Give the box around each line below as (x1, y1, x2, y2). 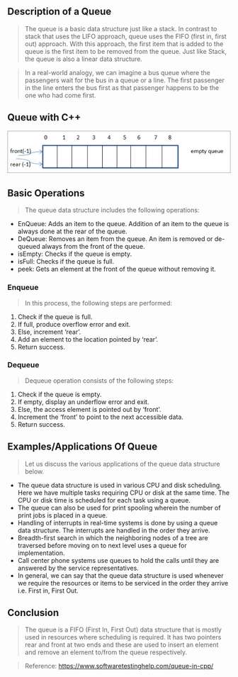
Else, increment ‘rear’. (17, 328, 81, 336)
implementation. (17, 549, 65, 557)
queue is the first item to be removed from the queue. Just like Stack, (24, 47, 227, 55)
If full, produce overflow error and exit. (17, 320, 131, 328)
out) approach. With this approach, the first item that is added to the (24, 39, 224, 48)
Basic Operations (7, 187, 85, 199)
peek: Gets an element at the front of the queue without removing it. (17, 265, 216, 274)
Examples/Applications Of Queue (7, 441, 158, 453)
